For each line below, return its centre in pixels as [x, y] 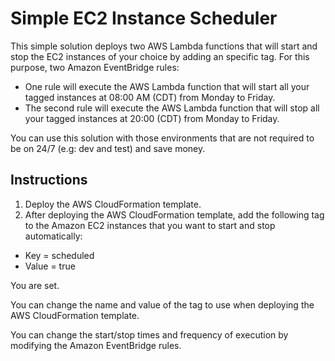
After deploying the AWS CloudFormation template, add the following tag [174, 214]
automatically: [53, 236]
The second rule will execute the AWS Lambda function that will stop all [172, 108]
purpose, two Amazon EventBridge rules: [95, 67]
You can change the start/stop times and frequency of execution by [149, 334]
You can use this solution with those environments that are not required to [162, 138]
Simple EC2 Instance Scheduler [144, 18]
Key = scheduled [59, 255]
